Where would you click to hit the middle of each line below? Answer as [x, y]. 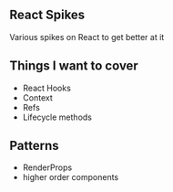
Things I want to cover [74, 66]
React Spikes [47, 15]
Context [37, 97]
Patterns [34, 146]
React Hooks [46, 88]
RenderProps [47, 167]
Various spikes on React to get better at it [87, 37]
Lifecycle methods [57, 117]
